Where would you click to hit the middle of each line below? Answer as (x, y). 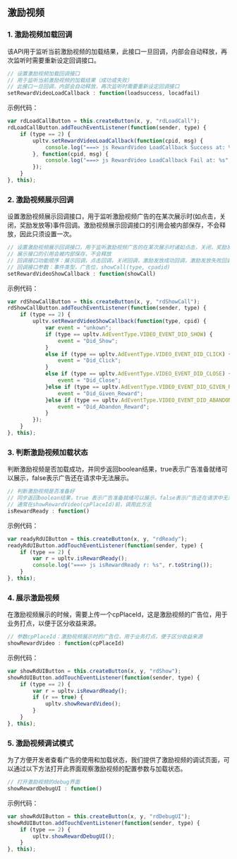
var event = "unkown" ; (78, 328)
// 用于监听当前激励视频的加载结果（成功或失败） (70, 80)
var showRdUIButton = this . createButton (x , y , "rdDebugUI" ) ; (99, 816)
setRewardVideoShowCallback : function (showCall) (82, 274)
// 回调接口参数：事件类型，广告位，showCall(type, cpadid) (89, 267)
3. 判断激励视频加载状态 (48, 452)
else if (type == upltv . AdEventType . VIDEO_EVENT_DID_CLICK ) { (138, 354)
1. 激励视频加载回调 (40, 35)
